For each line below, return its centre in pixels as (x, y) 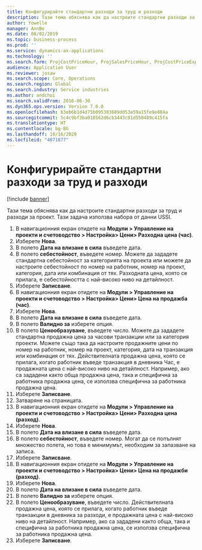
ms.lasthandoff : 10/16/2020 (42, 135)
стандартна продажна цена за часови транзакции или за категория (102, 337)
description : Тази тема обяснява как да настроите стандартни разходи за (101, 17)
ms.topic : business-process (42, 40)
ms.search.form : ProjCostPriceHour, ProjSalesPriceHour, (79, 62)
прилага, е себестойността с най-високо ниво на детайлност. (95, 279)
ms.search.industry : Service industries (58, 90)
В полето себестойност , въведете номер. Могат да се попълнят (98, 439)
